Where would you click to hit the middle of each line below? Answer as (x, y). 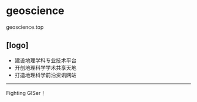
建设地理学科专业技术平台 (45, 60)
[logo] (17, 45)
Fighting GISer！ (26, 93)
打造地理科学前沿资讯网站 (45, 75)
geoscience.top (25, 27)
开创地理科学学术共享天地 (45, 67)
